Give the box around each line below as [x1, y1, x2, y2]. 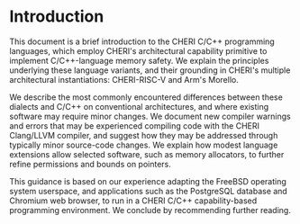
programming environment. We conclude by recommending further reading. [9, 204, 291, 215]
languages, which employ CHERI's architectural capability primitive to [9, 45, 268, 56]
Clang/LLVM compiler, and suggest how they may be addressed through [9, 130, 278, 140]
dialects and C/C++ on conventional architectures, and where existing [9, 101, 269, 112]
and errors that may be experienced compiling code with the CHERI [9, 120, 259, 131]
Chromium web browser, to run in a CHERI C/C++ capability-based [9, 195, 258, 206]
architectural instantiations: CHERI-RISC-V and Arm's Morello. [9, 74, 239, 85]
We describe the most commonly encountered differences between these [9, 92, 284, 103]
